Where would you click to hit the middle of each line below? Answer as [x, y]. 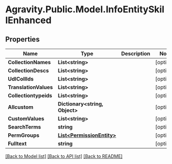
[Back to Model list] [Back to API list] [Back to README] [64, 156]
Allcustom [21, 107]
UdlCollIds [21, 79]
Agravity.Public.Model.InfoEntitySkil [85, 9]
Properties [23, 39]
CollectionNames [29, 62]
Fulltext [17, 143]
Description [136, 54]
